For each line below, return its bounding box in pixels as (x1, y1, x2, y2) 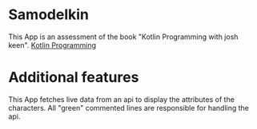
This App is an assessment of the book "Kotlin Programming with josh (8, 32, 239, 41)
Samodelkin (8, 6, 90, 24)
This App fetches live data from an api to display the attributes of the (8, 94, 235, 104)
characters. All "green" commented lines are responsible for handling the (8, 103, 250, 112)
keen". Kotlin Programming (8, 40, 96, 49)
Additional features (8, 68, 139, 87)
